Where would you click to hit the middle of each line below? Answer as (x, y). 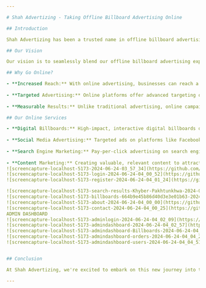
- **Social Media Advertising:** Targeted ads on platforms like (91, 140)
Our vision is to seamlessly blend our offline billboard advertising (98, 62)
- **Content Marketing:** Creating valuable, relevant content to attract (104, 163)
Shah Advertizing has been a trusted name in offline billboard (90, 40)
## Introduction (27, 28)
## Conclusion (25, 259)
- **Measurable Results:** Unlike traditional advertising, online (94, 107)
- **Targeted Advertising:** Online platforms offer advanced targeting (101, 95)
